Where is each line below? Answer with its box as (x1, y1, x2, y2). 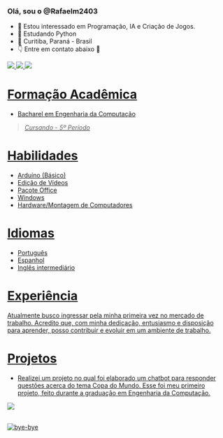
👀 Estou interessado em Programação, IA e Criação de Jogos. (17, 22, 196, 31)
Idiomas (7, 226, 55, 241)
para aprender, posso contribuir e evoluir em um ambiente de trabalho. (7, 326, 211, 335)
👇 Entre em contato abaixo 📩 (17, 45, 101, 53)
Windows (17, 193, 45, 202)
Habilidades (7, 148, 78, 164)
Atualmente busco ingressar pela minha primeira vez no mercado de (7, 311, 204, 320)
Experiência (7, 288, 78, 304)
